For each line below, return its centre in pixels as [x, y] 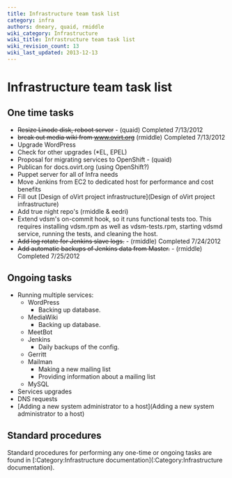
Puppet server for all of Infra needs [68, 174]
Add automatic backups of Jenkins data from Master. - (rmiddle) [110, 248]
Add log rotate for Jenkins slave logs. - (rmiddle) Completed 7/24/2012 [119, 241]
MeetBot [40, 332]
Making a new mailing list [74, 369]
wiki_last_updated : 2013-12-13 [53, 53]
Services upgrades [44, 391]
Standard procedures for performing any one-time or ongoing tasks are [110, 452]
